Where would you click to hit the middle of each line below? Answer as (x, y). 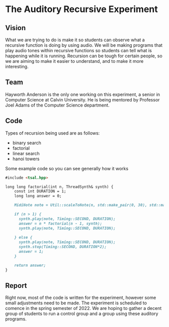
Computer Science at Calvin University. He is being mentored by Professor (82, 99)
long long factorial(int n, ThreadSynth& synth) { (59, 187)
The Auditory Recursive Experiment (81, 9)
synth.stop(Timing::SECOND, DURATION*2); (63, 247)
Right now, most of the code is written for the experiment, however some (81, 298)
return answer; (30, 265)
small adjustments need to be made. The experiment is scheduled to (76, 303)
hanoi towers (26, 159)
